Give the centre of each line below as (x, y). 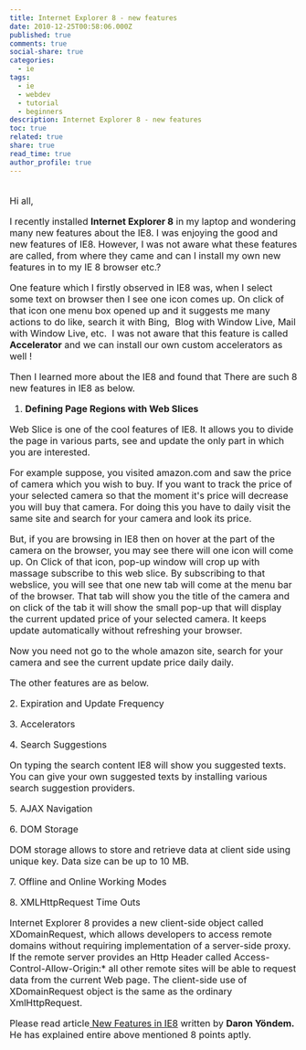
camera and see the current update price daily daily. (122, 662)
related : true (37, 137)
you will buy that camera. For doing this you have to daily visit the (150, 506)
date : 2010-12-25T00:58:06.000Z (71, 27)
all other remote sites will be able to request (202, 968)
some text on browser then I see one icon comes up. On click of (147, 299)
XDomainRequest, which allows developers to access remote (141, 934)
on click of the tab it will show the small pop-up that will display (146, 607)
